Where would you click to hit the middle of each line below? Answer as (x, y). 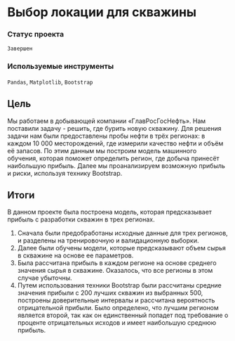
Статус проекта (36, 34)
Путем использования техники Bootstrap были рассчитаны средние (120, 285)
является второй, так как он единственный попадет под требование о (123, 315)
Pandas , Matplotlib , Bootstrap (50, 82)
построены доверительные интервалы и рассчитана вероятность (116, 300)
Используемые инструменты (61, 66)
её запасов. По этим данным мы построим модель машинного (102, 150)
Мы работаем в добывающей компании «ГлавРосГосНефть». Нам (107, 121)
